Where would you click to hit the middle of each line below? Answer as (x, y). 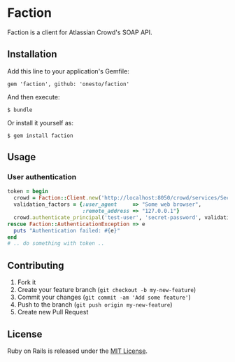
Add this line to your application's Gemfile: (68, 71)
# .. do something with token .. (56, 244)
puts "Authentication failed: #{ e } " (67, 230)
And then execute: (34, 97)
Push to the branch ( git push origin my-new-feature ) (95, 305)
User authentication (42, 177)
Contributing (36, 265)
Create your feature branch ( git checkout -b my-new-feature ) (107, 290)
